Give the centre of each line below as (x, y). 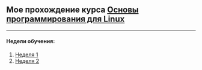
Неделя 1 (26, 55)
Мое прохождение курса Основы (72, 10)
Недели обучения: (31, 41)
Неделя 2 (27, 61)
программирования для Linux (66, 19)
